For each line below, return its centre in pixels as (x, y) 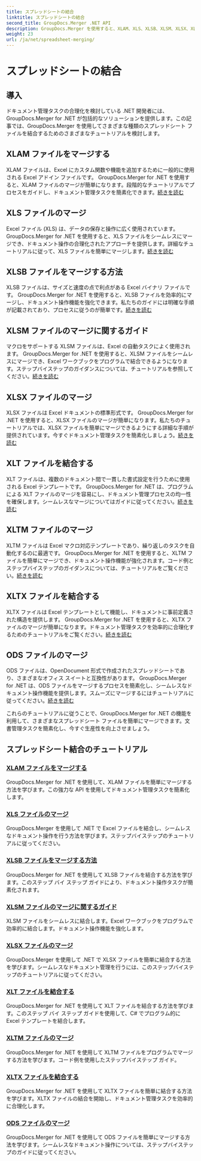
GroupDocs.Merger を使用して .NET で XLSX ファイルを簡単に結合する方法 (99, 960)
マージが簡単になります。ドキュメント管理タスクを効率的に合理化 (108, 627)
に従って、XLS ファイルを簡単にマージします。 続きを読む (103, 251)
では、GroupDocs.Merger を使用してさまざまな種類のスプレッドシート (99, 126)
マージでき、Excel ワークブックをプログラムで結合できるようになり (100, 362)
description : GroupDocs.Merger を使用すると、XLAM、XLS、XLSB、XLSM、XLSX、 (99, 29)
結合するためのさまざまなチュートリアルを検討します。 (95, 133)
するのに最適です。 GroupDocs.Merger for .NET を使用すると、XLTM (101, 553)
